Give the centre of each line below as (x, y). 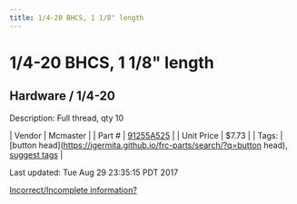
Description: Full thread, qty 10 (67, 118)
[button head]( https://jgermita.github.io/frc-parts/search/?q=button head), (148, 145)
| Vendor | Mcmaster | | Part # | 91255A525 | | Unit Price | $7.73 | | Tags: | (146, 135)
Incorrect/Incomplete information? (74, 189)
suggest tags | (36, 154)
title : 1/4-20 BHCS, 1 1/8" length (77, 18)
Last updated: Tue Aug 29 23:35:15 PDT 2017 (94, 172)
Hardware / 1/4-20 (62, 96)
